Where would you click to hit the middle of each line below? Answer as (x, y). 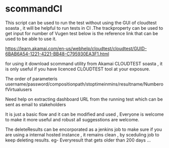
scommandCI (34, 9)
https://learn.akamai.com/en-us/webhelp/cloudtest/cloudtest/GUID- (76, 48)
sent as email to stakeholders (36, 104)
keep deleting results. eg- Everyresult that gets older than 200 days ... (78, 140)
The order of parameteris (32, 79)
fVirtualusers (19, 89)
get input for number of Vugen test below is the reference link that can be (82, 33)
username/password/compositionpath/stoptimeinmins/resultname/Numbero (84, 84)
